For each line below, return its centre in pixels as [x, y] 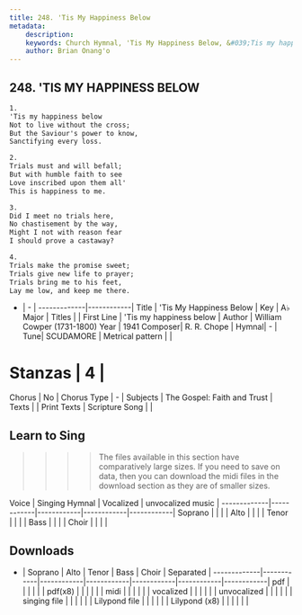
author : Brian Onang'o [68, 51]
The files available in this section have [169, 457]
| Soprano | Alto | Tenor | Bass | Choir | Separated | [116, 572]
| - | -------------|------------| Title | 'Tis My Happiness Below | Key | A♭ [156, 307]
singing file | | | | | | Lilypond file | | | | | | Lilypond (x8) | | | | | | [135, 601]
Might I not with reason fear [66, 233]
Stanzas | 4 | [58, 373]
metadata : [28, 26]
